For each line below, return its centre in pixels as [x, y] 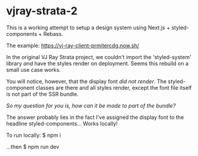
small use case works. [33, 69]
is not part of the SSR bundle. [42, 94]
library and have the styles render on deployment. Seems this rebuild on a [98, 63]
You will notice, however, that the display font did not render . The [86, 81]
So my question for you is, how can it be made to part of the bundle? [91, 105]
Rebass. [53, 33]
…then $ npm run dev [33, 146]
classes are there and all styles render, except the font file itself [114, 87]
